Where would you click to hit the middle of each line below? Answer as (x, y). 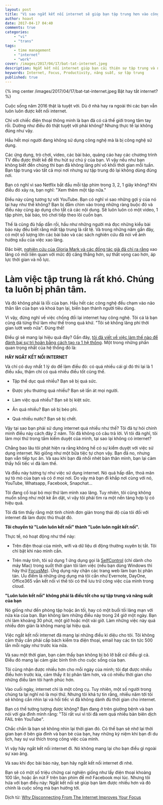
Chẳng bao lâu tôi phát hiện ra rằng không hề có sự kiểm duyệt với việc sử (79, 448)
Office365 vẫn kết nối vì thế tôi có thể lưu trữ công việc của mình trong (83, 581)
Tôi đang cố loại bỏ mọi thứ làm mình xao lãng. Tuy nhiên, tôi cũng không (78, 492)
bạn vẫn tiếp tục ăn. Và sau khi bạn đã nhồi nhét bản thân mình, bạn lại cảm (81, 458)
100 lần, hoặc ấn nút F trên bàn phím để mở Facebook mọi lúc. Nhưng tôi (78, 777)
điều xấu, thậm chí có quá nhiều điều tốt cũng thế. (55, 371)
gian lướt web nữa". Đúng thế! (35, 328)
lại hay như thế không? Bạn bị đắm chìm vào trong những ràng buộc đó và (79, 204)
